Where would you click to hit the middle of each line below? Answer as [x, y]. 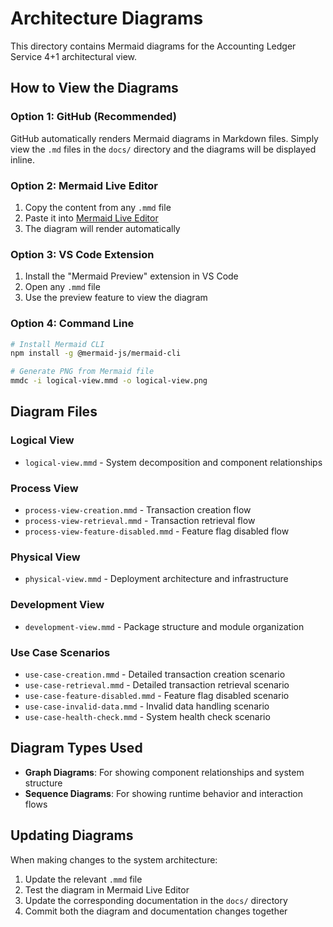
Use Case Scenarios [60, 652]
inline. [22, 159]
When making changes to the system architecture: [114, 859]
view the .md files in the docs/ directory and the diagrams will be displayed [163, 149]
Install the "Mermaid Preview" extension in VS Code [131, 276]
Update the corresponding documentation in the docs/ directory [156, 900]
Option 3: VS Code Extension [82, 254]
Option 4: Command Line [72, 324]
